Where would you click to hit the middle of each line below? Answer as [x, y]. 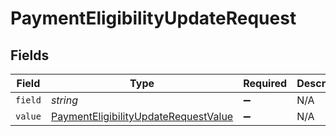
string [64, 100]
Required [265, 83]
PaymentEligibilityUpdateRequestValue [142, 116]
